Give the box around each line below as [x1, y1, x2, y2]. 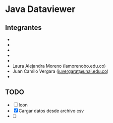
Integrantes [5, 23, 42, 32]
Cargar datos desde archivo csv [18, 108, 84, 114]
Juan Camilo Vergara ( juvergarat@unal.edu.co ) [12, 68, 109, 74]
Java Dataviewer [5, 3, 76, 15]
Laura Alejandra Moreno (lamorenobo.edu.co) [12, 63, 106, 69]
